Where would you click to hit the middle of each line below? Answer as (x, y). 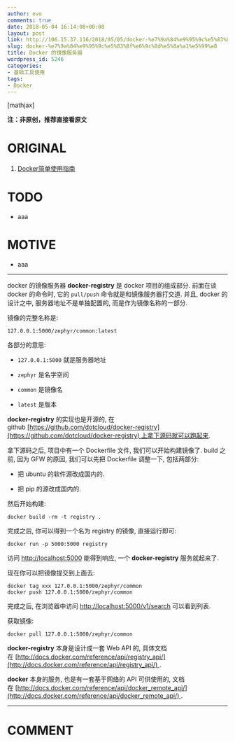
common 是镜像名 (40, 390)
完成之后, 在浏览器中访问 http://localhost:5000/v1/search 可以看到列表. (109, 606)
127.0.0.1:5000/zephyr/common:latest (62, 331)
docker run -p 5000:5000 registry (58, 544)
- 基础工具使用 (26, 72)
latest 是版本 (37, 405)
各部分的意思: (27, 345)
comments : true (29, 20)
